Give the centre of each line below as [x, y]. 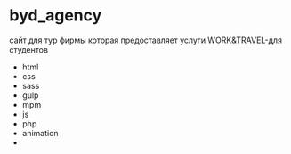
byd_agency [56, 16]
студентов [29, 49]
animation [40, 133]
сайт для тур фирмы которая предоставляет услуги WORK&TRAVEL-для [146, 40]
